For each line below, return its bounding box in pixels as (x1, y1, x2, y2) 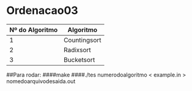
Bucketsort (63, 55, 95, 64)
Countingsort (63, 36, 102, 44)
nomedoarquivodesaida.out (6, 77, 76, 85)
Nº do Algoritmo (9, 25, 58, 34)
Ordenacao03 (6, 4, 78, 18)
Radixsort (63, 45, 92, 54)
